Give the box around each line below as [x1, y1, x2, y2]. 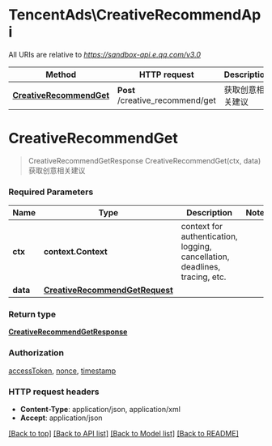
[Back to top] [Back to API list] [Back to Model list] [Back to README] [8, 429, 239, 439]
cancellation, [181, 251, 230, 262]
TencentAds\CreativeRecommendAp [8, 6, 261, 24]
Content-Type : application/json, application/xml [19, 405, 181, 414]
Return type [8, 309, 57, 321]
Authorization [8, 347, 65, 359]
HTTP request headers [8, 386, 100, 397]
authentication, [181, 231, 238, 242]
